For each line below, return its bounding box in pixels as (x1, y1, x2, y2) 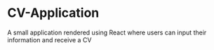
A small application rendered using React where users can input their (7, 28, 207, 37)
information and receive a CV (7, 35, 92, 44)
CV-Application (7, 5, 100, 21)
